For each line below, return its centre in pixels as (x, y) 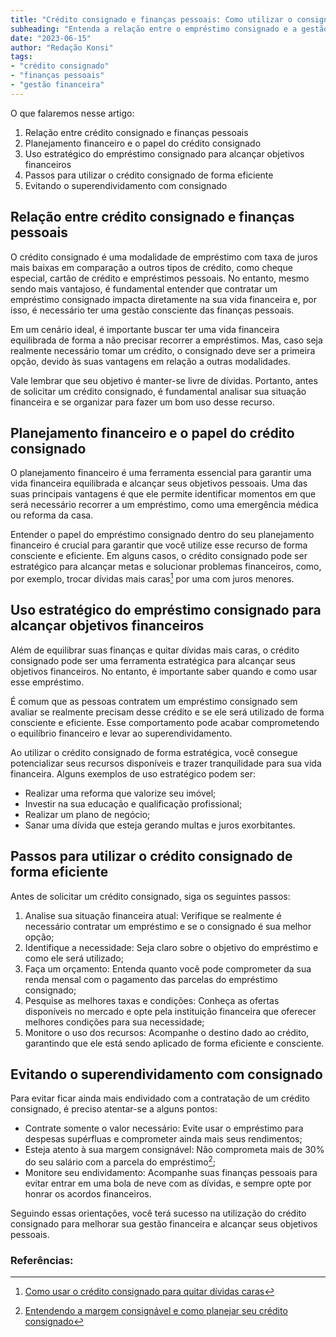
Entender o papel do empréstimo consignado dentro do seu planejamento (162, 535)
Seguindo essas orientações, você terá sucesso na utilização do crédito (158, 1213)
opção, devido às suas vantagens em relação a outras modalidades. (150, 361)
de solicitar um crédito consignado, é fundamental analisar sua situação (158, 391)
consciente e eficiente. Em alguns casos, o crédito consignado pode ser (159, 556)
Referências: (42, 1261)
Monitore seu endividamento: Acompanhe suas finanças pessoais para (171, 1173)
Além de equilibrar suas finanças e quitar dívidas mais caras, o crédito (155, 650)
